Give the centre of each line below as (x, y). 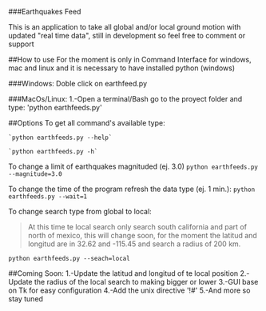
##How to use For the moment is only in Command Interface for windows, (130, 60)
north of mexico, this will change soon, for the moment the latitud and (142, 235)
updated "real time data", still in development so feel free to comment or (127, 36)
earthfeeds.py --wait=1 (48, 197)
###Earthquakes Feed (45, 12)
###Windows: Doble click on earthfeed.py (78, 84)
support (21, 44)
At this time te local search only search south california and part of (137, 227)
